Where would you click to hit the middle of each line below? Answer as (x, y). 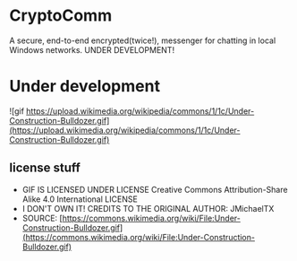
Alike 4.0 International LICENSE (80, 199)
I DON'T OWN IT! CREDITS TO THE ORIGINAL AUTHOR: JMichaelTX (148, 208)
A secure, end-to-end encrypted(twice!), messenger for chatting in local (143, 40)
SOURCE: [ (42, 218)
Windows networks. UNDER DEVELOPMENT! (92, 49)
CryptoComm (61, 16)
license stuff (45, 168)
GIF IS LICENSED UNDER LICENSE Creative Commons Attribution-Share (155, 189)
